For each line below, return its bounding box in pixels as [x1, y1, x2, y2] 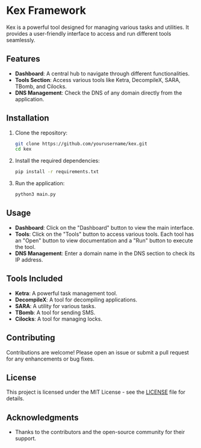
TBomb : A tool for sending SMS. [14, 309, 96, 316]
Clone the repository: [14, 129, 68, 136]
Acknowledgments [6, 412, 79, 423]
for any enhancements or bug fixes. [6, 355, 95, 362]
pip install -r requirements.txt [14, 169, 99, 175]
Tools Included [6, 274, 63, 284]
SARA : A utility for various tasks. [14, 302, 96, 309]
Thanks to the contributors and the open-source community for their [14, 429, 185, 436]
